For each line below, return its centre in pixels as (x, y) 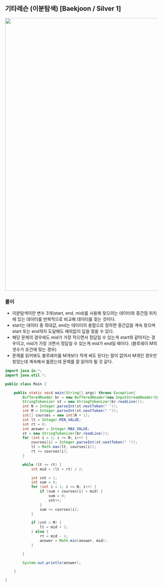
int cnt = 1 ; (44, 478)
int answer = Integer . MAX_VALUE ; (56, 429)
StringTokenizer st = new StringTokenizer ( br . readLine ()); (83, 402)
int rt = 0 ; (35, 424)
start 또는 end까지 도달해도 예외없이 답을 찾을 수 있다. (63, 332)
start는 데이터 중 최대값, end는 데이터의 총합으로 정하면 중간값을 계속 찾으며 (84, 325)
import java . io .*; (24, 371)
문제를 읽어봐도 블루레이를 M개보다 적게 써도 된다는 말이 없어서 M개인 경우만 (84, 356)
